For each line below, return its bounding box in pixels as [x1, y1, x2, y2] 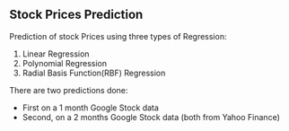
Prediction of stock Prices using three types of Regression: [9, 31, 227, 41]
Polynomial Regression [22, 57, 108, 68]
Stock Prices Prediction [9, 7, 144, 22]
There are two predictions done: [9, 84, 128, 95]
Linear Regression [22, 48, 90, 59]
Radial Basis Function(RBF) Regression [22, 67, 166, 78]
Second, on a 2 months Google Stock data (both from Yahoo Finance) [22, 111, 281, 122]
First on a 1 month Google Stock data [22, 102, 160, 113]
